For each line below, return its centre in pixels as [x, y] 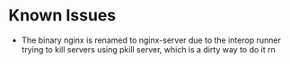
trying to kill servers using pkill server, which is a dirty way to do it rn [148, 49]
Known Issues [62, 16]
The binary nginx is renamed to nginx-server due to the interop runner [151, 40]
